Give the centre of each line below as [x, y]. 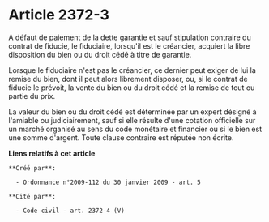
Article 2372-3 [59, 15]
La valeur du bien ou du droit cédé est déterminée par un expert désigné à [132, 112]
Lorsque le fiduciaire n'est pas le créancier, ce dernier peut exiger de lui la [132, 70]
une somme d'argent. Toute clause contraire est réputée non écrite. [121, 137]
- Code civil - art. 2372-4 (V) [70, 211]
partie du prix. [32, 96]
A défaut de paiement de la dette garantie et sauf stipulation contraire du [130, 37]
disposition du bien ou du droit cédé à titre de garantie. [100, 54]
